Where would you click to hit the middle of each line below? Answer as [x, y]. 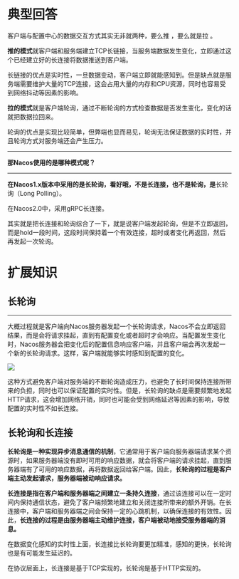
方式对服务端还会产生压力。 [67, 140]
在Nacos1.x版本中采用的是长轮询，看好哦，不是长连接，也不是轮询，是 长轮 [118, 184]
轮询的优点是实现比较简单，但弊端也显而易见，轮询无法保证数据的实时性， [116, 132]
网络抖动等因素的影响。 [48, 93]
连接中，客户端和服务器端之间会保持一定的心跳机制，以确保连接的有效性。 [116, 511]
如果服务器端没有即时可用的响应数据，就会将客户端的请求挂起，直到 [126, 460]
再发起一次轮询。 [32, 241]
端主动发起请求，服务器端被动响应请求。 [67, 478]
